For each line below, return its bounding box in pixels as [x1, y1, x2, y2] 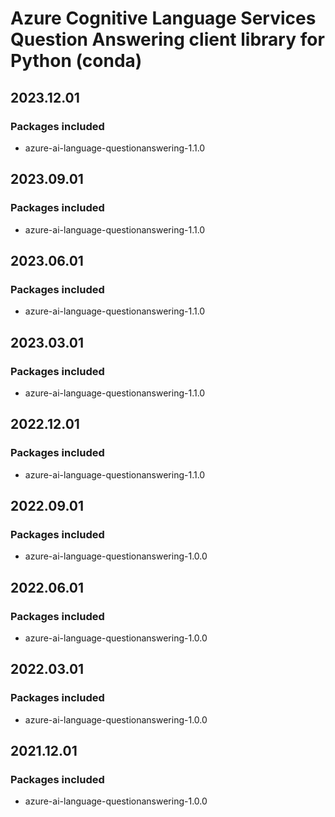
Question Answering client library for [10, 28, 325, 51]
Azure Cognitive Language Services [10, 7, 317, 30]
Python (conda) [10, 50, 143, 72]
